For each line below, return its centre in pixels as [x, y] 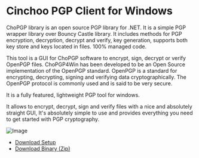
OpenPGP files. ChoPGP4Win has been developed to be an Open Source [96, 64]
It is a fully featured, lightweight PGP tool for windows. [73, 95]
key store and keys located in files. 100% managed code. [76, 47]
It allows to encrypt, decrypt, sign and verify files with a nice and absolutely [99, 106]
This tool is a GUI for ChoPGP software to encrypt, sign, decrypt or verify [96, 58]
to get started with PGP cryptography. [53, 119]
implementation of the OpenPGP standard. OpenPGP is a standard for [92, 70]
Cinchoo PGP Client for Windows [90, 11]
